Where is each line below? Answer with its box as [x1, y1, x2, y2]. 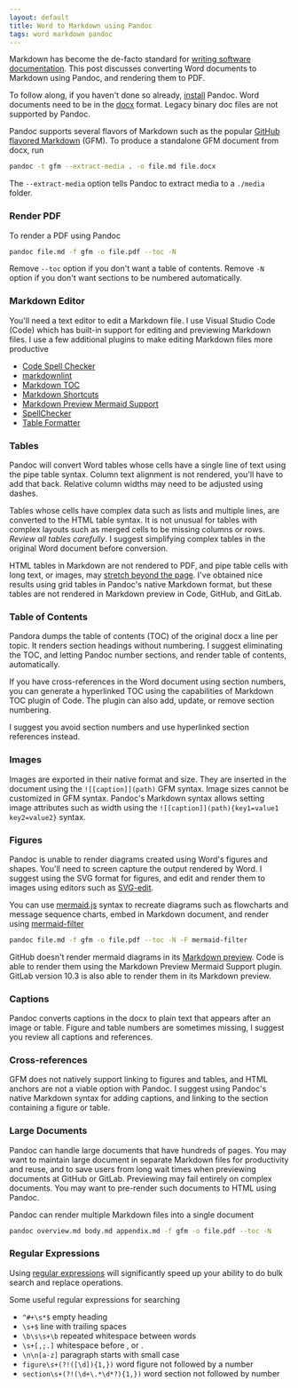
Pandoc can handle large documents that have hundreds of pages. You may [9, 1145, 286, 1155]
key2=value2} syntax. [9, 811, 86, 822]
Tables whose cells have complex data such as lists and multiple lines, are [9, 506, 280, 516]
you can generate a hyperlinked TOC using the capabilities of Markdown [9, 686, 274, 697]
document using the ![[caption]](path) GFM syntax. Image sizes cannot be [9, 783, 289, 794]
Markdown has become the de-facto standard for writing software [9, 54, 251, 65]
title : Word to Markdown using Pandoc [9, 21, 153, 30]
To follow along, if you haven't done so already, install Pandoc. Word [9, 90, 260, 100]
